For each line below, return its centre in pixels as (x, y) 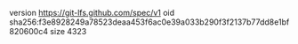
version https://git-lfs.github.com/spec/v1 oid (92, 13)
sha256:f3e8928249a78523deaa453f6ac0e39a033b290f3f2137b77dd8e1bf (149, 22)
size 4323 (68, 31)
